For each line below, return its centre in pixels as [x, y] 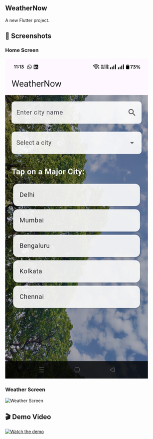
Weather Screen [25, 389]
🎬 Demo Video [28, 417]
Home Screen [22, 50]
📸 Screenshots [28, 36]
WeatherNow [26, 8]
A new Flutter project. [27, 20]
